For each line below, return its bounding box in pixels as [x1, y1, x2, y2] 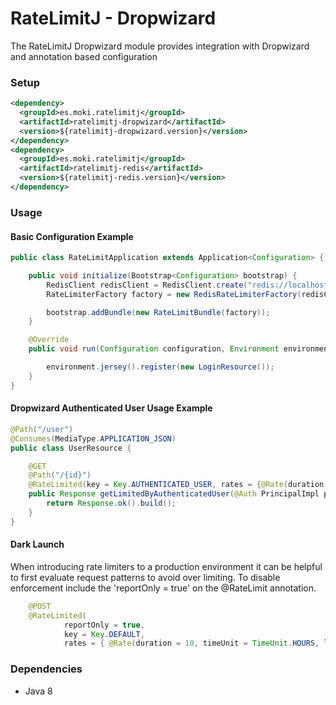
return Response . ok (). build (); [46, 498, 177, 509]
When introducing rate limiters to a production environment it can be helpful [10, 560, 323, 572]
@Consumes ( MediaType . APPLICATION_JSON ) [10, 433, 177, 444]
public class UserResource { [10, 443, 132, 453]
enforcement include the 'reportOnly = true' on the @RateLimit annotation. [10, 582, 317, 594]
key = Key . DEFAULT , [63, 629, 145, 639]
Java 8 [24, 685, 53, 697]
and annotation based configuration [10, 50, 158, 62]
